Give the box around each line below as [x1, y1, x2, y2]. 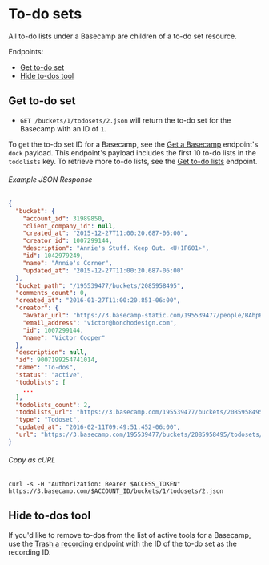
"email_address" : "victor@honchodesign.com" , [22, 318, 178, 327]
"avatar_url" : [22, 312, 70, 320]
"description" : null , [15, 349, 88, 357]
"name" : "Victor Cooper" [22, 333, 106, 341]
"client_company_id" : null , [22, 222, 116, 230]
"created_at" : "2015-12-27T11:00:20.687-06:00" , [22, 229, 188, 237]
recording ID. [8, 547, 51, 557]
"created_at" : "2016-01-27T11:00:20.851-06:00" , [15, 297, 181, 305]
